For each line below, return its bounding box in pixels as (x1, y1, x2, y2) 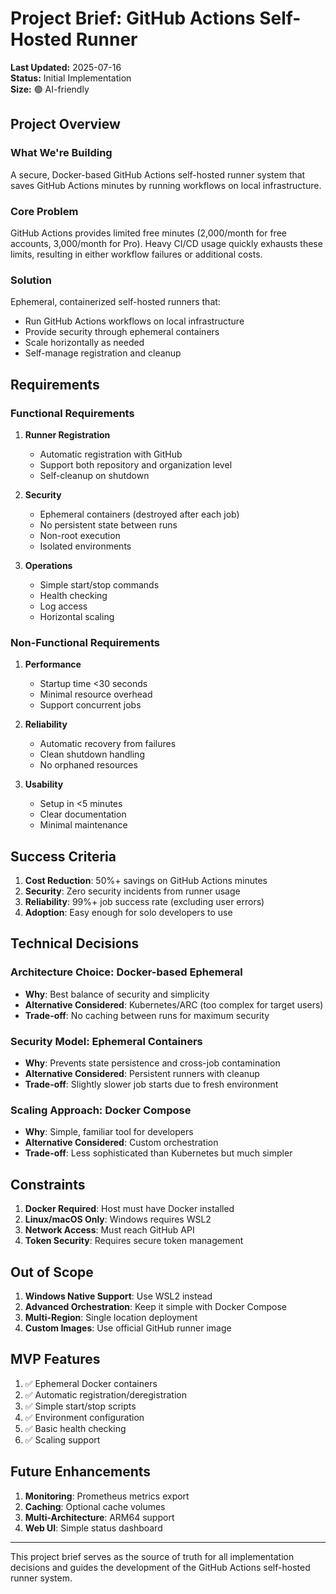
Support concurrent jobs (39, 699, 142, 711)
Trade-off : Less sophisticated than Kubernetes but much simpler (24, 1147, 293, 1159)
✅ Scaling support (24, 1433, 101, 1446)
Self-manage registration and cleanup (24, 347, 182, 359)
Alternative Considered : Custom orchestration (24, 1137, 219, 1149)
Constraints (10, 1176, 86, 1193)
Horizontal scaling (39, 610, 115, 622)
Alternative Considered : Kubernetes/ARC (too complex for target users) (24, 998, 324, 1011)
